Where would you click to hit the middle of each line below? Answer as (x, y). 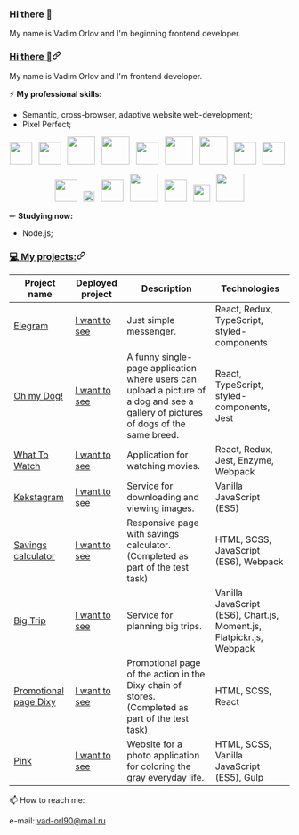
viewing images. (161, 508)
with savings (153, 533)
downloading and (163, 497)
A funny (143, 357)
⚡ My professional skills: (56, 93)
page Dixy (35, 701)
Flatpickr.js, (239, 637)
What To (31, 455)
